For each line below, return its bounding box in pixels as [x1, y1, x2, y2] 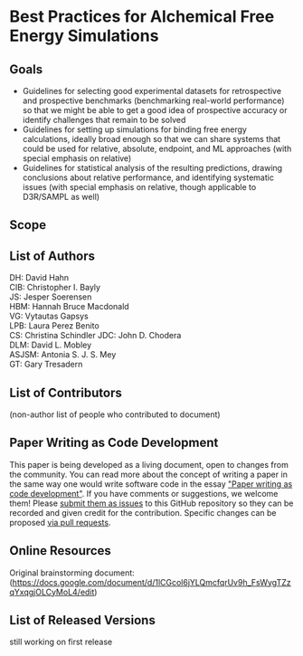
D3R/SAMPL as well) [22, 192, 100, 202]
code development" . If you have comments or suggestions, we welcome [9, 488, 279, 499]
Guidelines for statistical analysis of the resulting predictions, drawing [22, 163, 283, 173]
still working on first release [9, 636, 113, 648]
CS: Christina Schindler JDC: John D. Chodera [9, 330, 182, 341]
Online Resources [9, 543, 111, 558]
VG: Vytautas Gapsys [9, 310, 89, 322]
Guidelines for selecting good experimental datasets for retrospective [22, 86, 282, 96]
